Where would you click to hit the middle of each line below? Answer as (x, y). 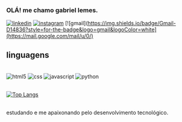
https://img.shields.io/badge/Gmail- (132, 23)
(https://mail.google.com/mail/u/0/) (50, 36)
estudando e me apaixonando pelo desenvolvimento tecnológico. (87, 112)
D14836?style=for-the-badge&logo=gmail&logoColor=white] (81, 29)
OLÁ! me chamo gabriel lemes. (52, 10)
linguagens (28, 55)
